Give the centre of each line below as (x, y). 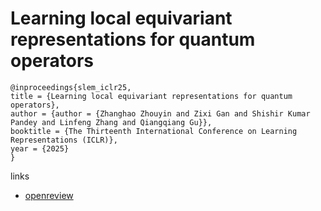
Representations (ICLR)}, (64, 140)
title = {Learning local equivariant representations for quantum (151, 96)
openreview (49, 195)
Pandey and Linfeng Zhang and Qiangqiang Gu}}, (111, 122)
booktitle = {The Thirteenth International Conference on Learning (154, 131)
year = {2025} (40, 148)
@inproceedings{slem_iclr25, (71, 87)
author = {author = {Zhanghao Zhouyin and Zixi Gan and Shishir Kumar (160, 113)
